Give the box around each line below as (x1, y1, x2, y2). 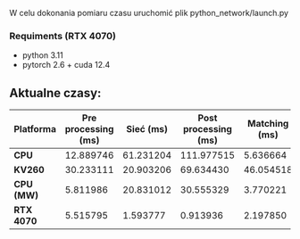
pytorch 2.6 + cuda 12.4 (21, 60, 111, 70)
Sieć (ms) (126, 123, 168, 136)
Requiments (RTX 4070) (9, 29, 117, 42)
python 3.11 (21, 50, 64, 61)
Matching (246, 118, 289, 130)
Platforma (13, 123, 56, 136)
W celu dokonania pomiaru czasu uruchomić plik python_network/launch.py (9, 8, 288, 18)
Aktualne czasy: (9, 85, 102, 101)
